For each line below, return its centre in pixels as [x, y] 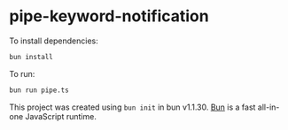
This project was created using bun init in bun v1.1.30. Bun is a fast [132, 107]
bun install [31, 57]
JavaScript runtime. [61, 116]
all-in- [269, 107]
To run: [22, 73]
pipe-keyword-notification [109, 16]
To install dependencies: [54, 41]
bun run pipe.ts [39, 90]
